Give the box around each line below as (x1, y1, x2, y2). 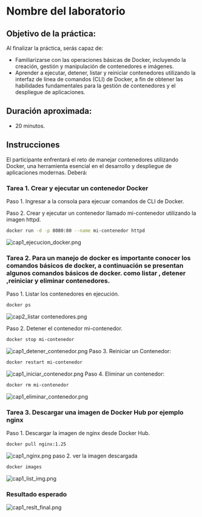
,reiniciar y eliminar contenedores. (6, 276, 110, 285)
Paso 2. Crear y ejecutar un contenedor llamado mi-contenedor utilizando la (6, 209, 197, 217)
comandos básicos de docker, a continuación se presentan (6, 261, 184, 269)
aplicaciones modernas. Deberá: (6, 169, 88, 176)
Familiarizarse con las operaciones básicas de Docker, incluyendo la (15, 56, 186, 63)
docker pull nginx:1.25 (6, 441, 67, 447)
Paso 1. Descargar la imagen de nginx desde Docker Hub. (6, 429, 150, 436)
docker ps (6, 302, 32, 308)
